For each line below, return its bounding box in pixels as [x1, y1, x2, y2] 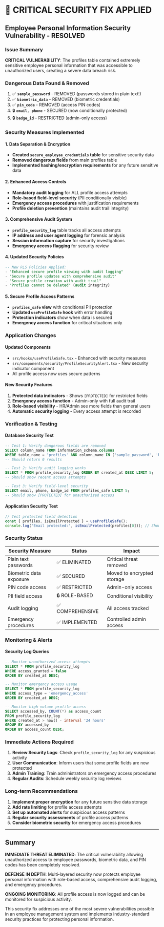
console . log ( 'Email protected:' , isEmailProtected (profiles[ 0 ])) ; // [5, 523, 150, 528]
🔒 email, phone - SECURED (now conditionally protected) [12, 107, 127, 114]
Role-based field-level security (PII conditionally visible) [12, 195, 127, 201]
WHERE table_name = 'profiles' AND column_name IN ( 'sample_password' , [5, 452, 154, 457]
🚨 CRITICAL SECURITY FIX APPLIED [5, 4, 152, 16]
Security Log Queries [5, 649, 49, 654]
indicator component [12, 365, 55, 371]
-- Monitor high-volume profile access [5, 704, 86, 709]
